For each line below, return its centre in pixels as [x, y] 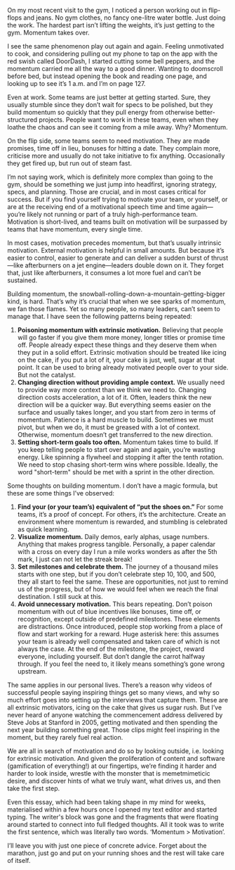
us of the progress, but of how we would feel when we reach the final [118, 589]
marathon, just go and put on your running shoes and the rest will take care [116, 853]
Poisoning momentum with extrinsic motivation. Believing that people [120, 330]
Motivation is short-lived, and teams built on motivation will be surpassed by [117, 222]
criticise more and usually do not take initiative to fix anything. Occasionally [116, 156]
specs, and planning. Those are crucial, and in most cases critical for [107, 192]
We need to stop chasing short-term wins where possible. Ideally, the [118, 465]
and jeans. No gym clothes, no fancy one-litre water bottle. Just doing [125, 18]
